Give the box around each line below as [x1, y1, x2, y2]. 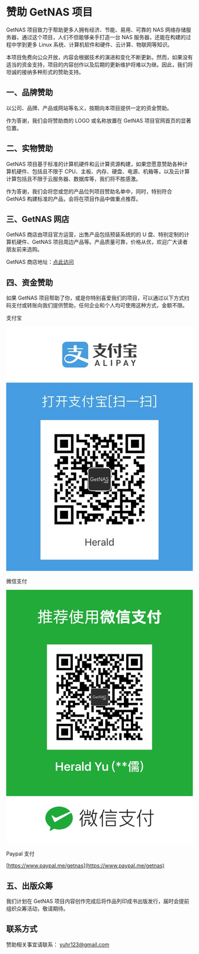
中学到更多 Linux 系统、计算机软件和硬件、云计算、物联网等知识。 [11, 41, 173, 48]
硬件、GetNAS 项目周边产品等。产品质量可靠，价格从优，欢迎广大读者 [16, 238, 188, 246]
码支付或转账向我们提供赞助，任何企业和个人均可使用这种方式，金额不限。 [6, 302, 188, 309]
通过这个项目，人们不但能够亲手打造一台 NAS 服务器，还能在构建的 [21, 33, 187, 40]
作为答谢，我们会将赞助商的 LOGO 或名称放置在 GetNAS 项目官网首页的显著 [6, 117, 191, 124]
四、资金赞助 [6, 277, 53, 288]
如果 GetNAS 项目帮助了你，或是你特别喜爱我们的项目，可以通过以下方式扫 [6, 294, 190, 301]
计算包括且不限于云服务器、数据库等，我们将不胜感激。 [6, 175, 141, 182]
